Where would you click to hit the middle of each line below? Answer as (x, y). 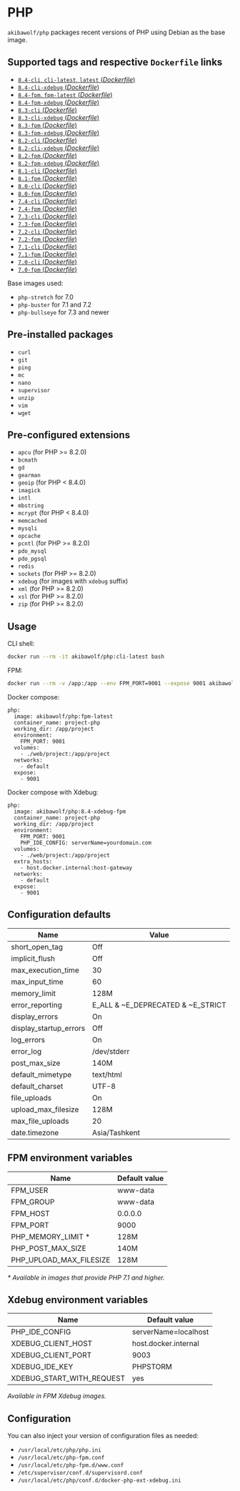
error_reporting (36, 1004)
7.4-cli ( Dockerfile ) (47, 201)
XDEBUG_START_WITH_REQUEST (68, 1378)
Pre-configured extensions (69, 435)
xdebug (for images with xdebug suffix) (73, 581)
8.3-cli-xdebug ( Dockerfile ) (59, 117)
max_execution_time (45, 970)
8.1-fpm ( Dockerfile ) (47, 178)
